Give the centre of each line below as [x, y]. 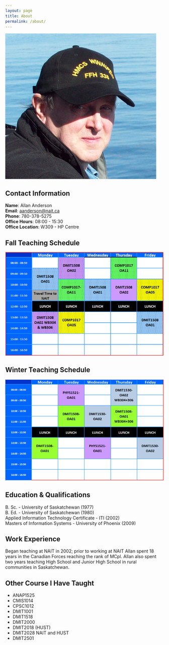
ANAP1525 [24, 596]
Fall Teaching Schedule [43, 243]
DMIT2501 [23, 638]
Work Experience [33, 539]
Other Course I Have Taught [50, 583]
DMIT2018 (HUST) [31, 628]
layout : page [19, 11]
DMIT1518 [23, 617]
